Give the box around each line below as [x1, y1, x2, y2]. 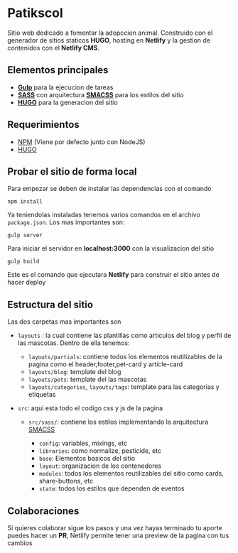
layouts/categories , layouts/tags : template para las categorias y [28, 383, 220, 391]
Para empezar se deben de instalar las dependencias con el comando [7, 185, 212, 193]
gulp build [7, 258, 40, 265]
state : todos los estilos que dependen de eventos [38, 484, 185, 493]
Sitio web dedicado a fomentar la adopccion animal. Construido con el [7, 28, 213, 37]
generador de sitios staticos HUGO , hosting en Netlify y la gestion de [7, 35, 211, 44]
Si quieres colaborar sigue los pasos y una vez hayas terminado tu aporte [7, 524, 222, 532]
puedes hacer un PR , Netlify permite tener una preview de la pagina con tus [7, 531, 229, 540]
